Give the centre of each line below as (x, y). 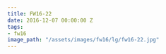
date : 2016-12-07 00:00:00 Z (50, 20)
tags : (15, 27)
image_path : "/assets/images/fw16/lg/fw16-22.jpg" (83, 40)
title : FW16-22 (30, 14)
